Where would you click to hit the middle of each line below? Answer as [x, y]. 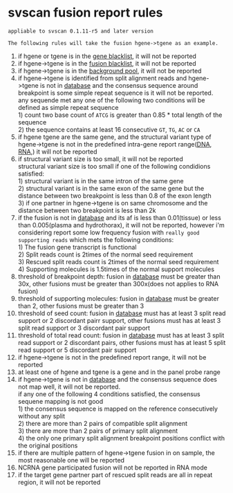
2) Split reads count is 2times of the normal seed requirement [105, 254]
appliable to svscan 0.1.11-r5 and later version [81, 31]
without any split [41, 416]
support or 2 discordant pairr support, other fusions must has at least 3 [119, 320]
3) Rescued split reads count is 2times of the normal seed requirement [118, 261]
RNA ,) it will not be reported [57, 151]
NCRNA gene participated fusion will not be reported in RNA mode [113, 467]
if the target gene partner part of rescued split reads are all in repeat [115, 474]
